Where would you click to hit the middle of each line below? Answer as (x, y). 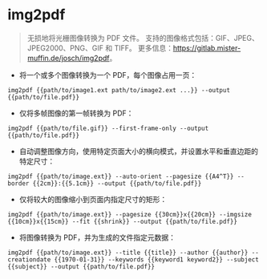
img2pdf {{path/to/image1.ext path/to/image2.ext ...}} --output (119, 90)
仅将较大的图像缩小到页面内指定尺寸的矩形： (93, 199)
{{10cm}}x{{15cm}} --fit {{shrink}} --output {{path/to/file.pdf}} (123, 221)
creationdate (29, 259)
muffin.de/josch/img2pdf (68, 58)
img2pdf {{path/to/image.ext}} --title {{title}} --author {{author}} (128, 253)
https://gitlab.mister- (207, 48)
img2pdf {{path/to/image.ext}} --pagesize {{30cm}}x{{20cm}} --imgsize (129, 214)
